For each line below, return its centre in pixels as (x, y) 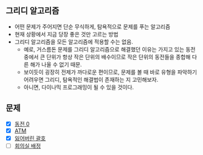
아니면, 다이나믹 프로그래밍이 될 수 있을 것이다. (79, 87)
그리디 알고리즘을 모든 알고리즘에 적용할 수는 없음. (74, 42)
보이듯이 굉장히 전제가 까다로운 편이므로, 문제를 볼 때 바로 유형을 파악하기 (110, 72)
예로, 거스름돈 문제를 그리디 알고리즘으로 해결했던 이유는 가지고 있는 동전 (109, 49)
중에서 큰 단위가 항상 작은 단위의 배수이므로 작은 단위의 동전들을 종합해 (107, 57)
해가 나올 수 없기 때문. (56, 64)
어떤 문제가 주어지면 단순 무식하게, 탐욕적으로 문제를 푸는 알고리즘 (92, 27)
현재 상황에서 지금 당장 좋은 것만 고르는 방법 (67, 34)
